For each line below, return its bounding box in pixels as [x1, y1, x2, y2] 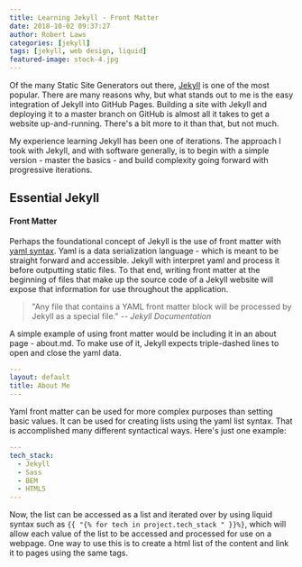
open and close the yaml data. [9, 347, 122, 358]
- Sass [17, 468, 42, 477]
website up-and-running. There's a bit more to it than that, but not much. [9, 118, 279, 129]
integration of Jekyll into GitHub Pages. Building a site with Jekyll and [9, 99, 268, 109]
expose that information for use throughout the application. [9, 283, 229, 294]
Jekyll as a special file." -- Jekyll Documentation [31, 310, 212, 321]
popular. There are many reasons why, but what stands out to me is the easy [9, 89, 294, 100]
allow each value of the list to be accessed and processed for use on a [9, 528, 272, 539]
